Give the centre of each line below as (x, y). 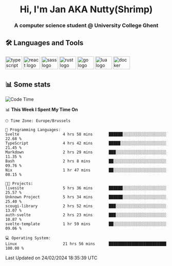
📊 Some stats (28, 84)
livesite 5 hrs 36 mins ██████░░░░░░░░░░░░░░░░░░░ (86, 188)
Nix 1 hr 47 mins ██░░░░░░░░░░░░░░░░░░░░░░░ (86, 170)
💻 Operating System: (28, 238)
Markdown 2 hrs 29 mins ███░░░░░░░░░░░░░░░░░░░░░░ (86, 152)
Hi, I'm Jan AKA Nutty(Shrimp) (86, 9)
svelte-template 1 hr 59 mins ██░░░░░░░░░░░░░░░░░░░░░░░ (86, 224)
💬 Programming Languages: (33, 130)
